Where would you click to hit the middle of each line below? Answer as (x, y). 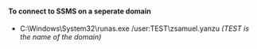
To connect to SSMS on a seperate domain (80, 11)
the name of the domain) (60, 37)
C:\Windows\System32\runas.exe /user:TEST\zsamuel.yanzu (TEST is (134, 28)
